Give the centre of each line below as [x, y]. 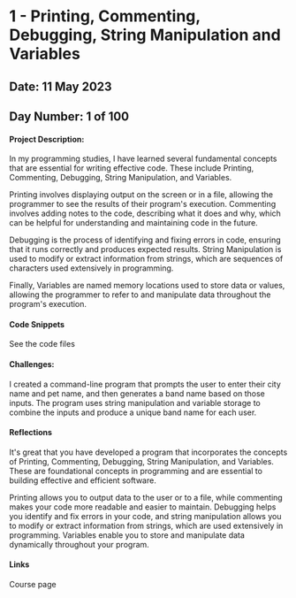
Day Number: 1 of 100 [69, 116]
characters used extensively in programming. [91, 268]
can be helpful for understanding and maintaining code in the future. [133, 223]
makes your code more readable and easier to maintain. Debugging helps [143, 507]
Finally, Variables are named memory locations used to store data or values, [147, 286]
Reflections [31, 433]
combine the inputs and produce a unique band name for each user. [133, 412]
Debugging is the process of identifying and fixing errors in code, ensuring [145, 240]
